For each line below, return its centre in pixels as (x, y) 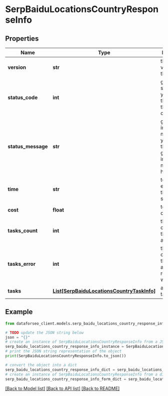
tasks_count (23, 231)
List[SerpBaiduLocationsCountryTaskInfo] (104, 291)
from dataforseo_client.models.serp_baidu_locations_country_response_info (86, 323)
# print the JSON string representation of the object (63, 351)
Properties (22, 38)
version (17, 67)
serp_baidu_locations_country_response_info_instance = (64, 347)
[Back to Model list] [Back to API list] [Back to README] (62, 388)
